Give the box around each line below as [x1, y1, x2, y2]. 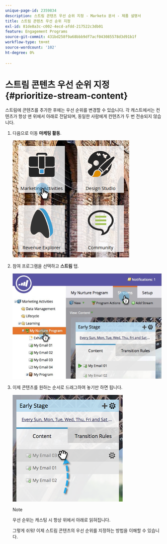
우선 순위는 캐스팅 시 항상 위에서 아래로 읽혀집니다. [12, 517, 111, 523]
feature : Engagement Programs [5, 29, 68, 34]
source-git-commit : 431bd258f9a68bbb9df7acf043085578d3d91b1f [5, 34, 137, 39]
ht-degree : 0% [5, 50, 35, 55]
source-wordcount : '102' [5, 45, 57, 50]
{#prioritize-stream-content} [5, 90, 128, 101]
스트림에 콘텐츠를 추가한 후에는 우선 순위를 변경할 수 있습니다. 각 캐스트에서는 [5, 107, 155, 113]
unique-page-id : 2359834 [5, 8, 57, 13]
